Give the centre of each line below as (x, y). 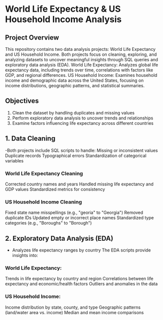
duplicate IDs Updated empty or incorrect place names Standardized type (80, 218)
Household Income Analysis (63, 19)
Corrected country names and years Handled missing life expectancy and (79, 184)
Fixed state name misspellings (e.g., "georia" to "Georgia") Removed (74, 213)
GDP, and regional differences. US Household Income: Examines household (81, 75)
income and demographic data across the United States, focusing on (74, 80)
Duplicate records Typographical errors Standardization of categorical (76, 156)
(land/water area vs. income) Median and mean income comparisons (74, 312)
